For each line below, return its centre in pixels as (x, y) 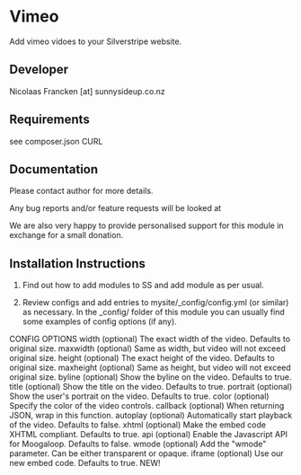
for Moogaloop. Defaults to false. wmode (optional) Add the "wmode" (138, 444)
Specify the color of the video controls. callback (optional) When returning (147, 406)
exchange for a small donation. (66, 235)
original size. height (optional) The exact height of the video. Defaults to (142, 358)
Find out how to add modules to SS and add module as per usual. (143, 286)
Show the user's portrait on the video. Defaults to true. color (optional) (139, 396)
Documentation (54, 169)
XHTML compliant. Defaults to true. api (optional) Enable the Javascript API (149, 435)
